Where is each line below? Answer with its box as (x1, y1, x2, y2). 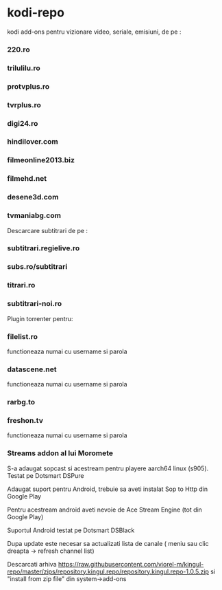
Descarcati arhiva (7, 560, 57, 568)
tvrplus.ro (7, 100, 41, 109)
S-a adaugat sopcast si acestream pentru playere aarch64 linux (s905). (7, 464, 209, 472)
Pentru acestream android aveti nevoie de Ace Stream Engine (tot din (7, 505, 202, 514)
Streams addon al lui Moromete (7, 448, 114, 458)
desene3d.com (7, 193, 59, 202)
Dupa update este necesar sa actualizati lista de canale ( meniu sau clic (7, 539, 209, 547)
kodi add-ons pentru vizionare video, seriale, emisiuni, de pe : (7, 28, 182, 36)
